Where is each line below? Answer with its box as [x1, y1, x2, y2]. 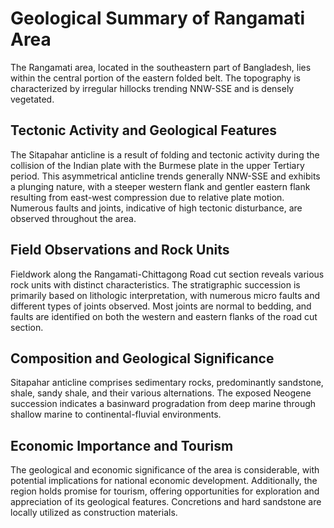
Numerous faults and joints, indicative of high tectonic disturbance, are [10, 202, 303, 214]
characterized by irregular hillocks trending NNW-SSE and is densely [10, 82, 295, 94]
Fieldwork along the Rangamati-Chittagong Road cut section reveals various [10, 268, 325, 280]
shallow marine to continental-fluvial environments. [10, 408, 222, 421]
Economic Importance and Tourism [10, 437, 234, 454]
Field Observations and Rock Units [10, 242, 230, 259]
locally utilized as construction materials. [10, 507, 178, 519]
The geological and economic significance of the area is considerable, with [10, 464, 320, 476]
